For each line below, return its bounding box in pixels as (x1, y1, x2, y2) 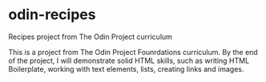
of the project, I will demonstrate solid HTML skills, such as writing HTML (8, 56, 250, 65)
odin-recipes (8, 6, 96, 24)
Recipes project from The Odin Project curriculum (8, 32, 172, 41)
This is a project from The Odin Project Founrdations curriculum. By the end (8, 47, 258, 57)
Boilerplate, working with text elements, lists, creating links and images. (8, 64, 244, 73)
